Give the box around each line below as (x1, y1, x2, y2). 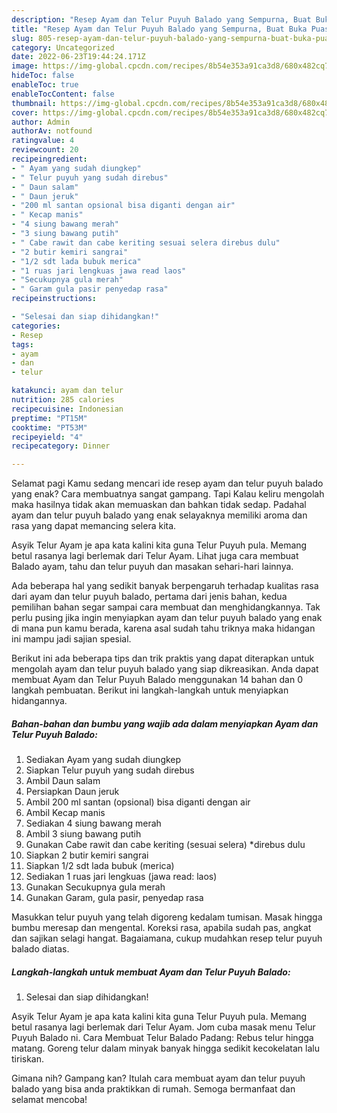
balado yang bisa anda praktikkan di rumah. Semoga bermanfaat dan (11, 1083, 296, 1095)
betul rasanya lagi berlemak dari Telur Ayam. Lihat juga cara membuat (11, 550, 299, 562)
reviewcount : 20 (11, 145, 79, 155)
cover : (11, 107, 39, 118)
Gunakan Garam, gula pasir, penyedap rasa (25, 892, 204, 904)
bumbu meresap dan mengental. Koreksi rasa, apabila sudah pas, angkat (11, 922, 312, 934)
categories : (11, 321, 61, 331)
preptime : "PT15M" (11, 413, 88, 423)
